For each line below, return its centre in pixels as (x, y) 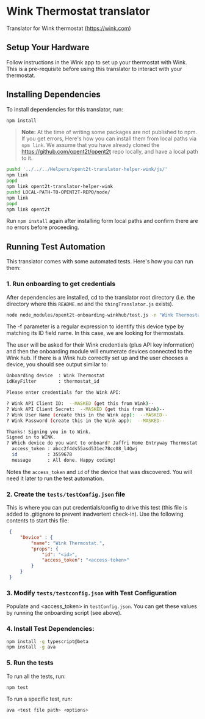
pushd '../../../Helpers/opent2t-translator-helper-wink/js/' (87, 170)
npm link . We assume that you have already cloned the (90, 145)
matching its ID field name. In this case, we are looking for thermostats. (95, 333)
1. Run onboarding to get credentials (61, 284)
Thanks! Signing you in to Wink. (49, 432)
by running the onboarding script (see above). (64, 613)
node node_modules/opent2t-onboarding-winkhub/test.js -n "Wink (90, 315)
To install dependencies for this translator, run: (65, 109)
